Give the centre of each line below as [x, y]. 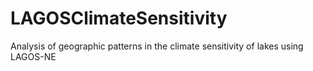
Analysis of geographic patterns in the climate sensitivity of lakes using [157, 46]
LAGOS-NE [33, 56]
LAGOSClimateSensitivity [119, 18]
